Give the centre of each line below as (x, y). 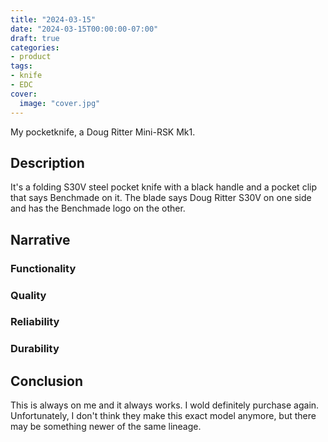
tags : (21, 66)
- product (31, 57)
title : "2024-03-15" (53, 19)
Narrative (40, 239)
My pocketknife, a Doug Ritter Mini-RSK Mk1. (103, 132)
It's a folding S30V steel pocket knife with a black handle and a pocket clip (163, 187)
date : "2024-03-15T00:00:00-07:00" (84, 29)
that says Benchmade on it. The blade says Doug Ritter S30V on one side (161, 198)
